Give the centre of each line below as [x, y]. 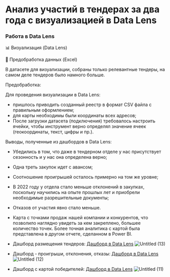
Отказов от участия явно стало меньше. [57, 208]
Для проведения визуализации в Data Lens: [53, 95]
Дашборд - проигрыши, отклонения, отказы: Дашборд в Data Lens [86, 254]
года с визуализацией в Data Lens [81, 20]
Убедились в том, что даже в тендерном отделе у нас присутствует [87, 152]
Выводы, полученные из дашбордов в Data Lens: [59, 142]
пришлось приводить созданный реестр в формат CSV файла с [82, 105]
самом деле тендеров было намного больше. [55, 75]
